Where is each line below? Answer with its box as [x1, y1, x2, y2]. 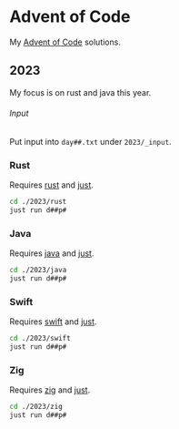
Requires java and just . [9, 248, 94, 259]
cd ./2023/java [9, 266, 67, 275]
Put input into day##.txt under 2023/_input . [9, 136, 172, 147]
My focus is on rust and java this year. [9, 87, 152, 97]
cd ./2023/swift [9, 334, 71, 343]
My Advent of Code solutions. [9, 36, 121, 47]
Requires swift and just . [9, 316, 97, 327]
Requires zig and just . [9, 384, 91, 395]
